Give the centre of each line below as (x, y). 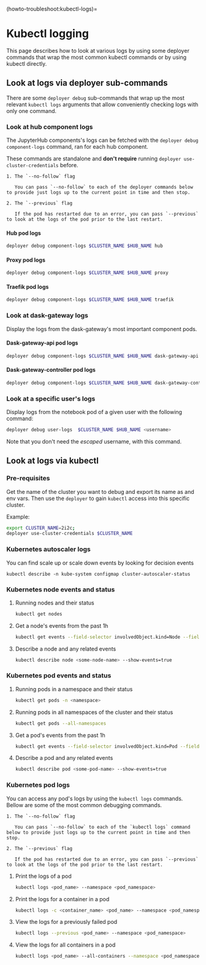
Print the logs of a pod (43, 876)
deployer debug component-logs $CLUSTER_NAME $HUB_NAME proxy (87, 273)
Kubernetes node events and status (61, 589)
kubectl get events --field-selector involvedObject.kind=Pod (96, 746)
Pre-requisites (28, 479)
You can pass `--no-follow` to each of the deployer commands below (104, 187)
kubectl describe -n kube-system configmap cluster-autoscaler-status (98, 574)
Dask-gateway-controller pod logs (51, 370)
